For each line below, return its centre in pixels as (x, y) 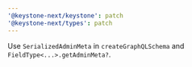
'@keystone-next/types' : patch (60, 23)
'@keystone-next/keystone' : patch (66, 16)
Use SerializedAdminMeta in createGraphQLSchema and (96, 45)
